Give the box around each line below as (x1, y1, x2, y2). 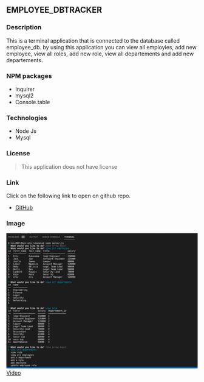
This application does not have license (21, 163, 118, 170)
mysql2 (15, 91, 34, 99)
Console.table (15, 98, 50, 105)
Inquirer (15, 85, 35, 93)
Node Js (15, 127, 36, 135)
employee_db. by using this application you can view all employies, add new (6, 43, 197, 51)
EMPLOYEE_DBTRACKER (6, 5, 102, 15)
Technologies (6, 113, 47, 122)
